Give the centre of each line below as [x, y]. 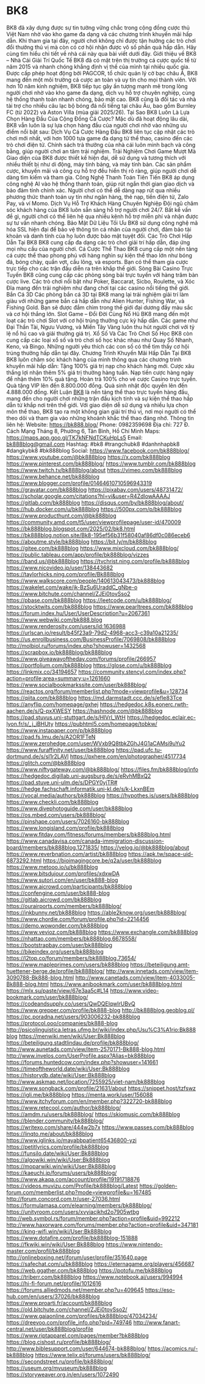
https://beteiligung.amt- [160, 965]
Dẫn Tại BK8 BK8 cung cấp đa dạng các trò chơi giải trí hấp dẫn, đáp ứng [98, 242]
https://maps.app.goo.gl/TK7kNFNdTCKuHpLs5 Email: [75, 437]
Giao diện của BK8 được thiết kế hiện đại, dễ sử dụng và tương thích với [96, 157]
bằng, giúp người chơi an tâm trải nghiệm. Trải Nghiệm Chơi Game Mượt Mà [101, 151]
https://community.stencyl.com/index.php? [132, 672]
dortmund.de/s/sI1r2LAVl [38, 756]
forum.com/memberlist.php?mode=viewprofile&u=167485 [79, 1192]
